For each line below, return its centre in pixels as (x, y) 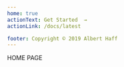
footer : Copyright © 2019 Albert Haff (62, 38)
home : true (23, 13)
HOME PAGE (25, 58)
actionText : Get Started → (47, 20)
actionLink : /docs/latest (44, 26)
